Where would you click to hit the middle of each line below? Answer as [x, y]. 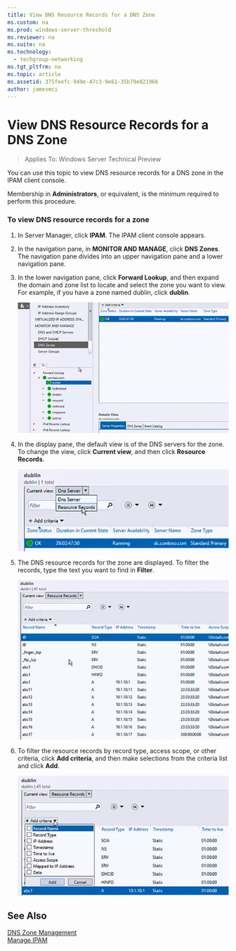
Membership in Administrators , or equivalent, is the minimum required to [113, 194]
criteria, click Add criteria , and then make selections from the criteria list [123, 758]
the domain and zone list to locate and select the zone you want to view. [122, 284]
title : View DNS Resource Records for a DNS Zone [81, 15]
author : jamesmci [33, 89]
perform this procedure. [42, 201]
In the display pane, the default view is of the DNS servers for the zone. [121, 444]
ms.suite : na [26, 45]
